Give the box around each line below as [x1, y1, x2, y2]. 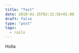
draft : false [5, 16, 32, 21]
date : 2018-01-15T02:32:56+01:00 [5, 12, 75, 17]
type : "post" [5, 21, 32, 26]
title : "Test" [5, 7, 35, 12]
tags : [5, 26, 16, 30]
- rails [9, 30, 26, 35]
